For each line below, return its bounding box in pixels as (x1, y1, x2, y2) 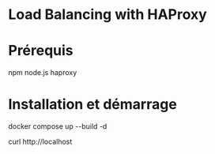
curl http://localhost (8, 137, 73, 147)
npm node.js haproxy (8, 68, 77, 77)
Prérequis (8, 42, 74, 60)
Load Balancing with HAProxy (8, 6, 207, 24)
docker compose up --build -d (8, 122, 107, 131)
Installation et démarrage (8, 96, 178, 114)
